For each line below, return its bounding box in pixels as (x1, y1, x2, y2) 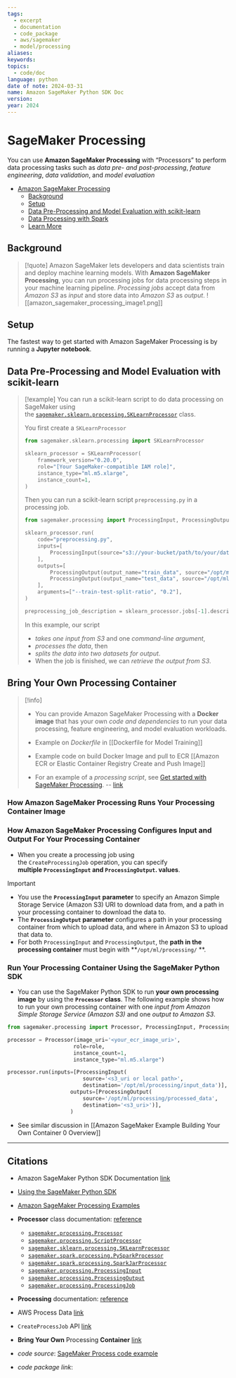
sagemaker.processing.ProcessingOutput (27, 1275, 145, 1282)
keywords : (7, 56, 37, 63)
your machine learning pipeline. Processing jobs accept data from (24, 283, 216, 292)
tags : (7, 10, 23, 18)
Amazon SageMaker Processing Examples (17, 1201, 140, 1210)
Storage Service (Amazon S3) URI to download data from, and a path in (17, 900, 224, 909)
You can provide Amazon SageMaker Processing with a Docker (34, 709, 219, 718)
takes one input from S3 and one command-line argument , (34, 634, 206, 642)
